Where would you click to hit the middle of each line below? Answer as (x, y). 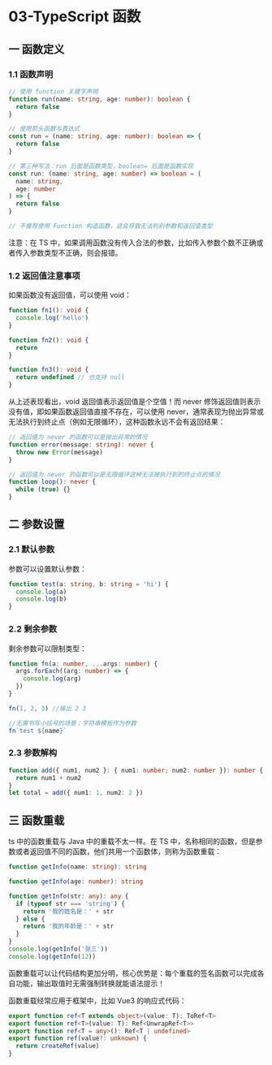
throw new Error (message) (60, 452)
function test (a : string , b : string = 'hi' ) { (89, 584)
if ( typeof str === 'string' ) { (71, 903)
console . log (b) (41, 599)
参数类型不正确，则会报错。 (76, 252)
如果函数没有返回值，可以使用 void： (70, 295)
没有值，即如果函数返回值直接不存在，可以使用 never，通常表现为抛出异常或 (136, 412)
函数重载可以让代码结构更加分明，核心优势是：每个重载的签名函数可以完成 (133, 973)
